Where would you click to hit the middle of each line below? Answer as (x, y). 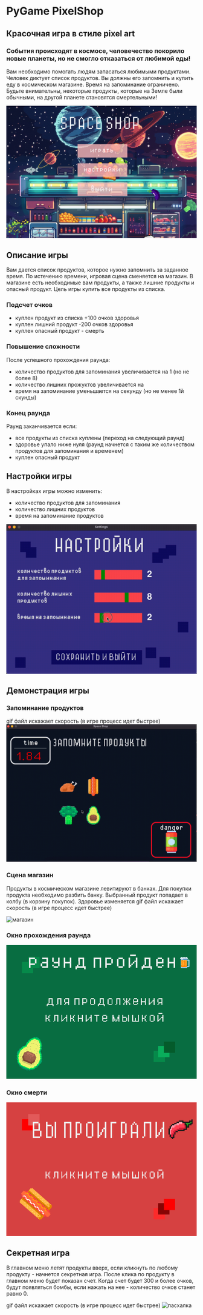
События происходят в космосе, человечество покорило (95, 51)
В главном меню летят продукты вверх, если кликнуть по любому (92, 1268)
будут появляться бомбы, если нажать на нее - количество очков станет (101, 1287)
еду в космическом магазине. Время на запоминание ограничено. (93, 84)
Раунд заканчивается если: (42, 426)
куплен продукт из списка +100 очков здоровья (77, 318)
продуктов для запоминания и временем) (69, 451)
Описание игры (37, 255)
